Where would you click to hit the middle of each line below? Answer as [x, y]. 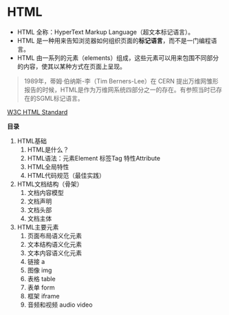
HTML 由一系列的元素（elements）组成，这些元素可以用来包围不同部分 [118, 58]
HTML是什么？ [48, 150]
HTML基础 [32, 141]
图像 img [40, 270]
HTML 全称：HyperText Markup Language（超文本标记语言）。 [106, 32]
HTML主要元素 [38, 227]
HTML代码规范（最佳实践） [66, 175]
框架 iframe [43, 296]
